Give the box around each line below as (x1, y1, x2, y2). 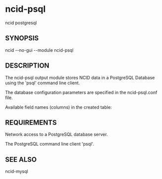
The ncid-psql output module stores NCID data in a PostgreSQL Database (5, 74, 155, 80)
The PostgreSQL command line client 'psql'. (5, 141, 94, 147)
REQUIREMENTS (5, 118, 57, 127)
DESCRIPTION (5, 62, 49, 70)
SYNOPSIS (5, 34, 39, 42)
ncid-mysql (5, 169, 28, 175)
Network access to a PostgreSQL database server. (5, 132, 108, 138)
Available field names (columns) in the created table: (5, 104, 112, 110)
